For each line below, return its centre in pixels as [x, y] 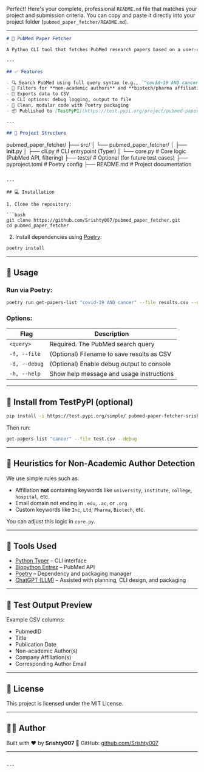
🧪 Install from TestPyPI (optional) [70, 402]
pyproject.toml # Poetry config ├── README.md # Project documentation [99, 164]
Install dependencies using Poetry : [58, 236]
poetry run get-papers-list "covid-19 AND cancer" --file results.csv [97, 303]
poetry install [25, 248]
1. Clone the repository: [39, 204]
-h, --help [25, 374]
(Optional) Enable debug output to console [110, 364]
